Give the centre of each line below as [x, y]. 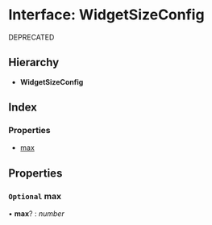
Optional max [35, 196]
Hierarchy [34, 62]
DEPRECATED [31, 37]
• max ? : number [36, 214]
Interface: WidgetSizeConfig [106, 15]
